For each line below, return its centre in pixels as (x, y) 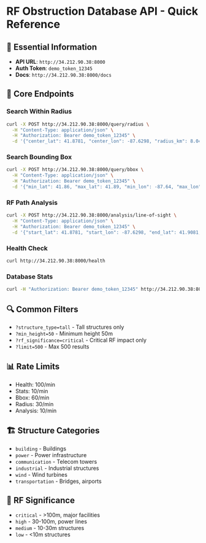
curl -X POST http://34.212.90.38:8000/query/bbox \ (75, 170)
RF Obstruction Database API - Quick (102, 11)
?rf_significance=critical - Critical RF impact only (81, 340)
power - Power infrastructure (51, 455)
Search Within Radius (39, 112)
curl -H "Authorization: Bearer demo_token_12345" (72, 290)
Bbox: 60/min (32, 398)
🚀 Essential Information (52, 47)
